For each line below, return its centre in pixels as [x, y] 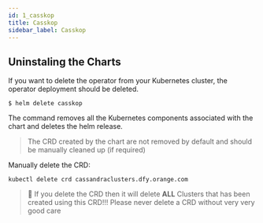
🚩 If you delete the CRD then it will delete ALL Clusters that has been [139, 194]
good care [44, 211]
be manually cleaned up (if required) [86, 150]
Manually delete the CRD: [49, 165]
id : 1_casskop [31, 15]
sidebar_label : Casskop [47, 30]
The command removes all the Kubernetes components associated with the [131, 118]
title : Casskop [33, 23]
